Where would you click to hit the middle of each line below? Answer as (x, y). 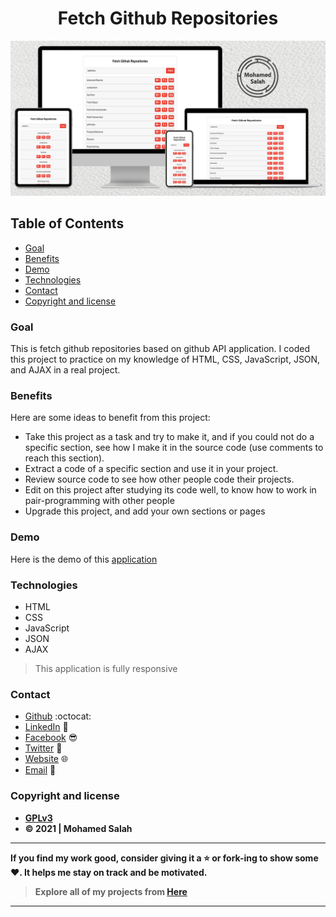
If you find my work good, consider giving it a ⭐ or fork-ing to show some (164, 858)
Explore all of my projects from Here (111, 891)
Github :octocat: (58, 716)
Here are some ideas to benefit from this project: (110, 418)
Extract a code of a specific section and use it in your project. (151, 469)
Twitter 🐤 (43, 748)
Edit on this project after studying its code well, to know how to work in (170, 490)
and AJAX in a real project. (65, 370)
